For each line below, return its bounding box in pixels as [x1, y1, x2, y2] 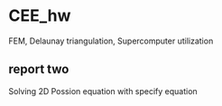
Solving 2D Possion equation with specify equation [8, 85, 198, 96]
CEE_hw [8, 5, 71, 26]
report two [8, 62, 69, 77]
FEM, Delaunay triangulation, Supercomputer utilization [8, 35, 214, 46]
